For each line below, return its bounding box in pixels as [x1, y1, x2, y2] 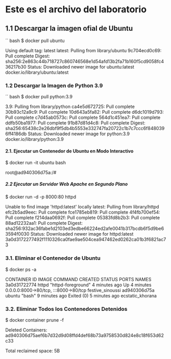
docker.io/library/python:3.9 [5, 136, 64, 142]
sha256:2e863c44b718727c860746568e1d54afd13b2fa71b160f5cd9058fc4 [5, 58, 164, 65]
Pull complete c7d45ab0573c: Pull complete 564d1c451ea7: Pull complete [5, 114, 161, 121]
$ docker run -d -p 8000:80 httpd [5, 194, 77, 200]
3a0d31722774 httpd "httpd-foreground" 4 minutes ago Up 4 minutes [5, 282, 152, 288]
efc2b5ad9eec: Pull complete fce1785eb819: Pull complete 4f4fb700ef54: [5, 209, 161, 216]
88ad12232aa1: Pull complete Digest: [5, 220, 83, 226]
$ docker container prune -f [5, 317, 64, 323]
